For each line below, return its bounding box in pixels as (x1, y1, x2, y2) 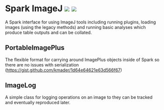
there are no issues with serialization (5, 62, 79, 67)
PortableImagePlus (5, 44, 65, 52)
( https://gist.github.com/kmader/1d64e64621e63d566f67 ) (5, 67, 122, 73)
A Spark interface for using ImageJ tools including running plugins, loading (5, 19, 156, 25)
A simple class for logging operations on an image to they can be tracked (5, 94, 153, 100)
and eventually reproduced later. (5, 99, 70, 105)
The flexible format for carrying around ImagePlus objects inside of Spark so (5, 57, 160, 63)
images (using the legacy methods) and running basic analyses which (5, 24, 146, 30)
